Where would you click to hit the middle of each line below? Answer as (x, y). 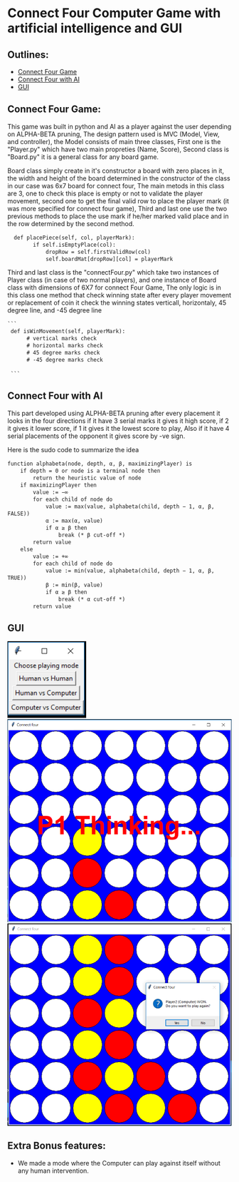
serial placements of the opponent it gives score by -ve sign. (96, 436)
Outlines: (28, 55)
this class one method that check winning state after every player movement (119, 295)
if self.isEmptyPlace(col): (74, 245)
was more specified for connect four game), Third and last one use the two (117, 208)
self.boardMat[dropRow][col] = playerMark (109, 259)
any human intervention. (53, 1171)
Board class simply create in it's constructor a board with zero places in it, (116, 170)
